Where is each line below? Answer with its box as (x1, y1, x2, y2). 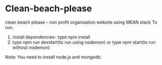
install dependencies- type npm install (12, 34, 90, 40)
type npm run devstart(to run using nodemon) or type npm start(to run (12, 39, 156, 45)
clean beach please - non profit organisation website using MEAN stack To (5, 19, 158, 25)
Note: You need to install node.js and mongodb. (5, 54, 102, 60)
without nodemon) (12, 44, 50, 50)
